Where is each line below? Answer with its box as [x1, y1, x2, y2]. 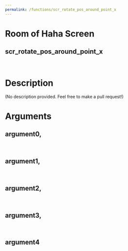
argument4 [5, 238, 40, 247]
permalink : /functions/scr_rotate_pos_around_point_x [5, 7, 117, 12]
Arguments [5, 111, 52, 122]
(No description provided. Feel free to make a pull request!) [5, 94, 124, 99]
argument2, [5, 184, 42, 193]
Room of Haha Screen [5, 28, 95, 39]
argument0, [5, 130, 42, 138]
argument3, [5, 211, 42, 219]
